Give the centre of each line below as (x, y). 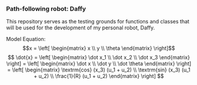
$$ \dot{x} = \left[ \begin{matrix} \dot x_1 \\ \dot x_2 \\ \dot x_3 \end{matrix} (99, 57)
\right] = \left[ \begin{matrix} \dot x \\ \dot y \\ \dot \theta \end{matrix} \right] (99, 64)
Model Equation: (26, 39)
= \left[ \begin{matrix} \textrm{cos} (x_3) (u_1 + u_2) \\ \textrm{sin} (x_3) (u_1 (99, 70)
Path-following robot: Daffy (46, 9)
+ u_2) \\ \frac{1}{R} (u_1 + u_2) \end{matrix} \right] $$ (99, 76)
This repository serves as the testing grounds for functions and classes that (98, 22)
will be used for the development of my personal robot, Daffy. (81, 28)
